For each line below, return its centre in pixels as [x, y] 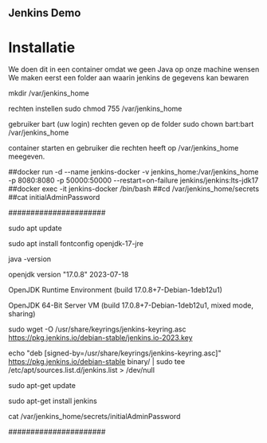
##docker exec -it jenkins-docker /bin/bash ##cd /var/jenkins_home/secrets [134, 189]
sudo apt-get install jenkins [53, 401]
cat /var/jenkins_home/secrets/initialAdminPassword [94, 417]
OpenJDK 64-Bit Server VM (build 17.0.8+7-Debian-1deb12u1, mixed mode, [131, 305]
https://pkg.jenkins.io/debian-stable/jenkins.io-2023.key [100, 338]
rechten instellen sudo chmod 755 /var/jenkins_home [95, 109]
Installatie [42, 47]
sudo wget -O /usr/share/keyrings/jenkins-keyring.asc [97, 329]
